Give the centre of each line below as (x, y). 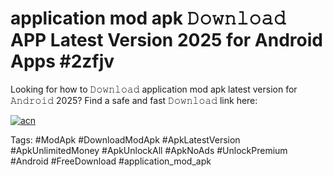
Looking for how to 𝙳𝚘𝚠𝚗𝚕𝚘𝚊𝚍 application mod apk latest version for (154, 89)
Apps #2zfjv (62, 61)
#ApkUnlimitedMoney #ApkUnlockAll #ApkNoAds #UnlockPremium (149, 150)
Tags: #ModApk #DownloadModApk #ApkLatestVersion (125, 139)
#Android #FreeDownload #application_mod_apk (111, 161)
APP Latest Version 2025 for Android (166, 40)
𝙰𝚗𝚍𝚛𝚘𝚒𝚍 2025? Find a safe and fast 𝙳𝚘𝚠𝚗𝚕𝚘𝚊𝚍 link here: (134, 100)
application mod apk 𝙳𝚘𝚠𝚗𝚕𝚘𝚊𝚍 (148, 18)
